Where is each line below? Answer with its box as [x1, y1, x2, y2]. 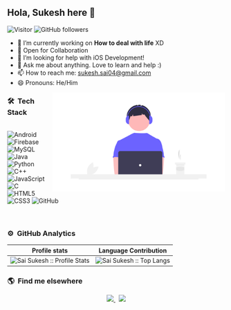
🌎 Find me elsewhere [7, 276, 83, 286]
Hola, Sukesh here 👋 [7, 7, 95, 19]
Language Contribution [98, 246, 167, 255]
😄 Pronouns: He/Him [17, 78, 78, 86]
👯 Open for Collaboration [17, 46, 89, 54]
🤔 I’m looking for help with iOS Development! [17, 53, 145, 62]
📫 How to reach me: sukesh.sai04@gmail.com [17, 69, 151, 77]
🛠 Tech [7, 96, 35, 106]
